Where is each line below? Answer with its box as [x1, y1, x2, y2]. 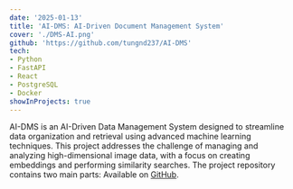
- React [9, 72, 39, 81]
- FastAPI [9, 64, 47, 73]
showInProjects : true [9, 96, 91, 106]
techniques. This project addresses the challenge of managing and [9, 140, 259, 151]
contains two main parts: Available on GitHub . [9, 169, 179, 180]
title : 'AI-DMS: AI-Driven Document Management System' [9, 22, 224, 31]
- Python [9, 55, 43, 64]
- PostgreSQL [9, 80, 59, 89]
